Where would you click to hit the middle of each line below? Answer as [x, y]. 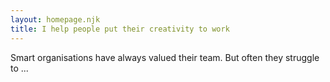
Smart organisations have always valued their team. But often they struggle [165, 57]
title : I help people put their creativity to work [120, 29]
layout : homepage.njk [55, 19]
